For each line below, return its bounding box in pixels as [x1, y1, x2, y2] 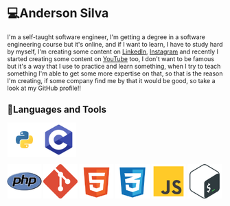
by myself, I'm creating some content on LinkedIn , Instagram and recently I [7, 47, 218, 56]
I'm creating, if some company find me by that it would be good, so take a [7, 76, 216, 84]
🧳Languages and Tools [7, 104, 107, 115]
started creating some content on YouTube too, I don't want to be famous [7, 54, 215, 62]
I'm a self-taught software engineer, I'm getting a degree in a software [7, 32, 206, 41]
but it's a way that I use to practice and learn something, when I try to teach [7, 62, 221, 70]
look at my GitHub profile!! [7, 84, 81, 92]
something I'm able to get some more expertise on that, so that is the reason [7, 69, 223, 78]
